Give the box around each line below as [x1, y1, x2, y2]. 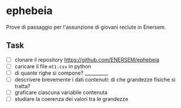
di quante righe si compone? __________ [14, 69, 108, 76]
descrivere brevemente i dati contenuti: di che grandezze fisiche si [14, 76, 176, 83]
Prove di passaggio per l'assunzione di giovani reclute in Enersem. [6, 23, 166, 31]
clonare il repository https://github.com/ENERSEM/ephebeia [14, 56, 160, 63]
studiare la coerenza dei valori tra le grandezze [14, 96, 129, 103]
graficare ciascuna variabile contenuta [14, 89, 108, 96]
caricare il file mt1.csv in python [14, 63, 92, 70]
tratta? [14, 83, 30, 89]
